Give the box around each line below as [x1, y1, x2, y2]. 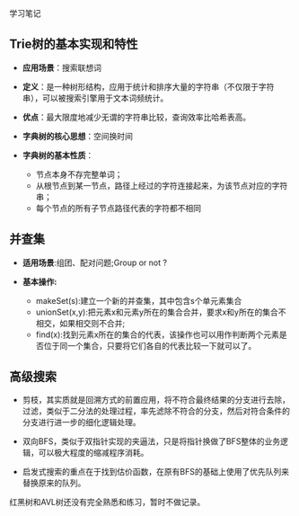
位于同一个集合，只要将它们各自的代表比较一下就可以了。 [43, 340, 257, 351]
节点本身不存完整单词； [35, 169, 123, 180]
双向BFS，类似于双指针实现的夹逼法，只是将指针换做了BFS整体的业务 [22, 436, 281, 447]
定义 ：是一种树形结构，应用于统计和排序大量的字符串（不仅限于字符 [22, 81, 275, 92]
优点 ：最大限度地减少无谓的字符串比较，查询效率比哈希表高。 [22, 111, 251, 122]
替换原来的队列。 [22, 477, 86, 488]
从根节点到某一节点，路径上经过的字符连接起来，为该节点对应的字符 [35, 180, 288, 191]
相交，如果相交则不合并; [35, 317, 126, 328]
